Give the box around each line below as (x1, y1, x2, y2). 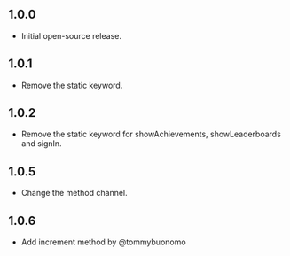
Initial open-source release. (20, 30, 121, 41)
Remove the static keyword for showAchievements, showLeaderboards (20, 128, 281, 140)
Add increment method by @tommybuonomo (20, 237, 187, 247)
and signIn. (20, 138, 63, 149)
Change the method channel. (20, 188, 128, 198)
